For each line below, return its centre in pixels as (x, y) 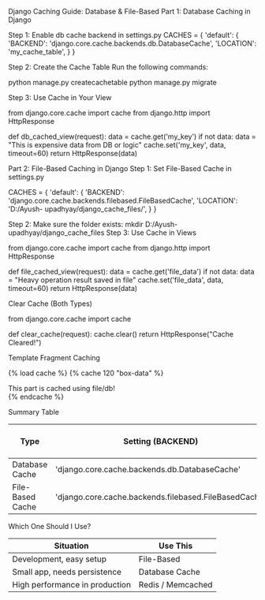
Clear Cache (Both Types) (50, 304)
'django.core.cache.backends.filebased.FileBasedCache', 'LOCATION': (123, 201)
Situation (71, 546)
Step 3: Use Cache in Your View (60, 97)
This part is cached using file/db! (62, 388)
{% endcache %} (36, 397)
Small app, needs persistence (67, 572)
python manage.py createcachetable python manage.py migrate (112, 82)
